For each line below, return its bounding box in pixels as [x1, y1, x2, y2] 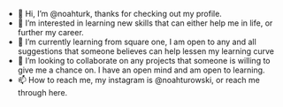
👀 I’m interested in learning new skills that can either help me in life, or [17, 18, 273, 28]
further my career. [17, 27, 84, 37]
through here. [17, 88, 68, 97]
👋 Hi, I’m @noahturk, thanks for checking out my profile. [17, 9, 223, 19]
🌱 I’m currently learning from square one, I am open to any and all [17, 36, 256, 47]
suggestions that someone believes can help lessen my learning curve [17, 46, 274, 57]
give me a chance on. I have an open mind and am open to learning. [17, 65, 265, 75]
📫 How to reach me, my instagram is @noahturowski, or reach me [17, 75, 261, 85]
